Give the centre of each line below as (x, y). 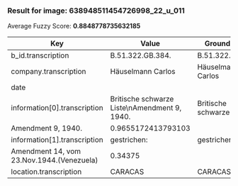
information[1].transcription (57, 140)
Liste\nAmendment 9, (146, 108)
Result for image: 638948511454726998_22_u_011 (96, 11)
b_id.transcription (40, 55)
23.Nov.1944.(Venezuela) (55, 160)
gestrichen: (129, 140)
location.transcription (46, 172)
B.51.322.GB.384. (141, 55)
